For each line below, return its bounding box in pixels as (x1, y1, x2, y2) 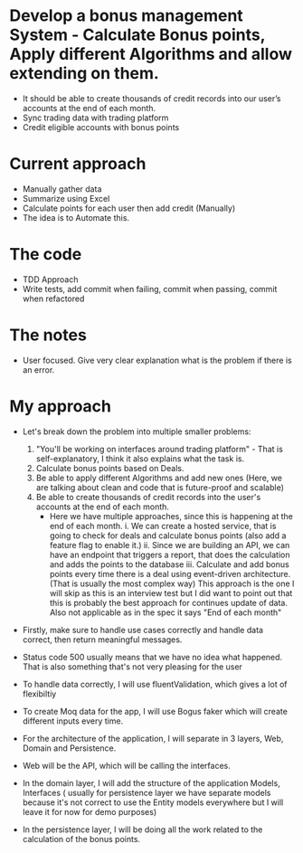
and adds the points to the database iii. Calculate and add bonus (49, 558, 289, 570)
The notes (9, 325, 88, 345)
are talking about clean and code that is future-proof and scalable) (35, 481, 285, 493)
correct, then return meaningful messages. (22, 634, 183, 645)
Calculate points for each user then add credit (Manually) (22, 203, 236, 213)
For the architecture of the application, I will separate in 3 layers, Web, (22, 733, 284, 744)
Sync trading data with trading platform (22, 112, 169, 123)
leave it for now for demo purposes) (22, 806, 156, 817)
